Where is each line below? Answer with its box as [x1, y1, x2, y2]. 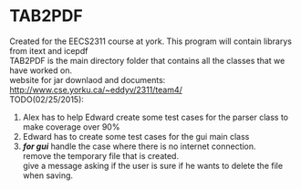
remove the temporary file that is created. [22, 150, 180, 161]
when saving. [22, 170, 74, 181]
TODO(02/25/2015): [9, 93, 85, 105]
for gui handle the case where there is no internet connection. [22, 141, 257, 152]
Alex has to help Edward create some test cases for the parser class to [22, 111, 289, 122]
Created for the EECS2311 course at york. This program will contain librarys [9, 36, 292, 47]
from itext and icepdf [9, 45, 88, 56]
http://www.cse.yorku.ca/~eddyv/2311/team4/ [9, 84, 182, 95]
